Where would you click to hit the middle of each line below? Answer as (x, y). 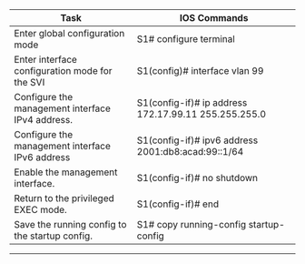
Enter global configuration (69, 33)
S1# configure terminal (186, 39)
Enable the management (66, 172)
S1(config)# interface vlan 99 (200, 71)
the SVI (30, 82)
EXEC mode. (41, 210)
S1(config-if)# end (178, 204)
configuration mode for (63, 71)
